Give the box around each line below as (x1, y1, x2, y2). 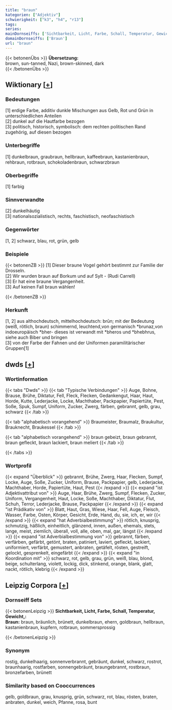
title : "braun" (5, 7, 38, 13)
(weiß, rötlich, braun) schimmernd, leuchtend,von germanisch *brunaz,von (5, 323, 163, 330)
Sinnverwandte (5, 196, 45, 203)
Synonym (5, 647, 30, 654)
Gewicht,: (5, 613, 27, 619)
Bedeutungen (5, 96, 40, 103)
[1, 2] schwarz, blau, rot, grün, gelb (5, 237, 79, 243)
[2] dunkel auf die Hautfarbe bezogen (5, 118, 85, 124)
